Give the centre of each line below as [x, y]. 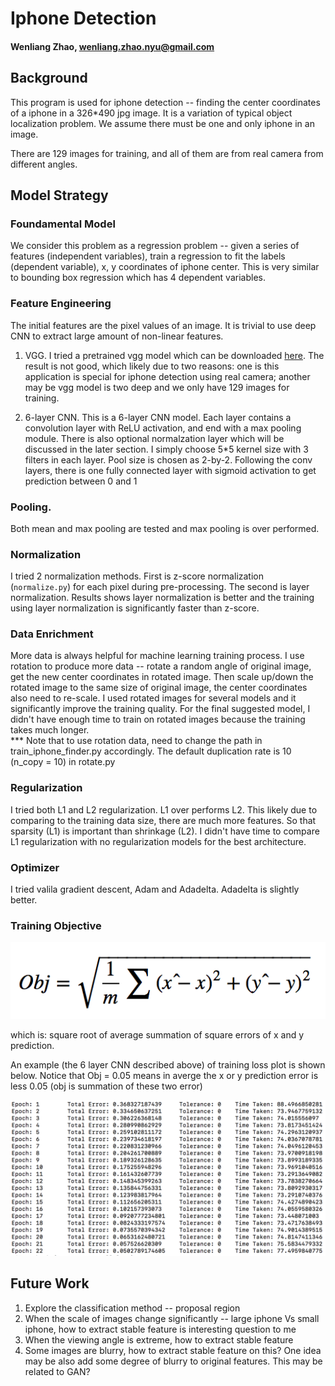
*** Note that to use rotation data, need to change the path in [136, 741]
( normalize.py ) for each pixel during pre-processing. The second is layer [160, 587]
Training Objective [56, 925]
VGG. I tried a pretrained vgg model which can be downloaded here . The [174, 355]
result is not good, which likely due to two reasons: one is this [152, 366]
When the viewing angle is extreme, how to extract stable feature [159, 1339]
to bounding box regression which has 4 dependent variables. [138, 278]
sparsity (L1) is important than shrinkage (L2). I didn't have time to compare [165, 831]
